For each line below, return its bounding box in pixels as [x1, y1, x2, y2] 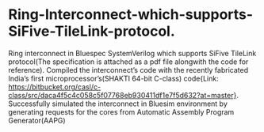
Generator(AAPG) [8, 115, 66, 125]
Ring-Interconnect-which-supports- [8, 6, 254, 24]
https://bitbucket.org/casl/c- [8, 81, 101, 92]
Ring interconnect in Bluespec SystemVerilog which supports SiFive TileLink [8, 48, 257, 58]
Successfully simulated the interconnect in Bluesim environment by [8, 99, 228, 108]
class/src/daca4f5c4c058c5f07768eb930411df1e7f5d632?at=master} [8, 90, 237, 100]
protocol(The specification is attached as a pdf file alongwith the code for [8, 57, 249, 66]
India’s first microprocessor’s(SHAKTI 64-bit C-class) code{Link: [8, 74, 220, 83]
